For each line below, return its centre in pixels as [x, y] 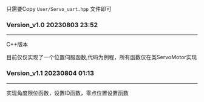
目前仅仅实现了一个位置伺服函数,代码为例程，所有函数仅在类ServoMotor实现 [102, 57]
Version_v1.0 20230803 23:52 [52, 25]
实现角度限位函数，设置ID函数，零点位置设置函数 [67, 93]
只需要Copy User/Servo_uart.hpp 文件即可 [59, 9]
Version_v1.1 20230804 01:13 [50, 73]
